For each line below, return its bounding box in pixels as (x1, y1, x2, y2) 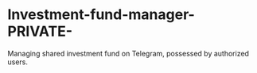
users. (7, 57, 29, 67)
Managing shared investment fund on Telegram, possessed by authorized (7, 48, 250, 58)
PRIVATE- (7, 22, 73, 40)
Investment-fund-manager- (7, 6, 196, 24)
